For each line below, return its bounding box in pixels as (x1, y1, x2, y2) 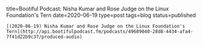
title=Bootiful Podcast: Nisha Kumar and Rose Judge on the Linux (6, 5, 169, 12)
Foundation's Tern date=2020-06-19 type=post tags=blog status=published (6, 11, 197, 19)
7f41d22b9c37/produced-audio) (6, 34, 83, 40)
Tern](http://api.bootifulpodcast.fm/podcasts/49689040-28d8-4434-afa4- (6, 28, 194, 34)
